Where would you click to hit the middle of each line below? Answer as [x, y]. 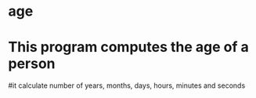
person [32, 64]
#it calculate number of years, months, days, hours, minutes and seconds [127, 85]
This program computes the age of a [128, 47]
